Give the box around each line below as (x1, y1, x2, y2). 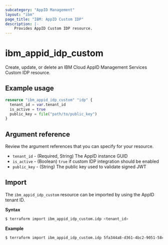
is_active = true (9, 106, 46, 112)
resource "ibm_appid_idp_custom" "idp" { (5, 97, 93, 102)
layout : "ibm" (5, 12, 35, 17)
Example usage (5, 84, 54, 93)
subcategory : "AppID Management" (5, 7, 75, 13)
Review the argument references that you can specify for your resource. (5, 144, 154, 150)
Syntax (5, 206, 20, 212)
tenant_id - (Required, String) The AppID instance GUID (12, 153, 128, 159)
